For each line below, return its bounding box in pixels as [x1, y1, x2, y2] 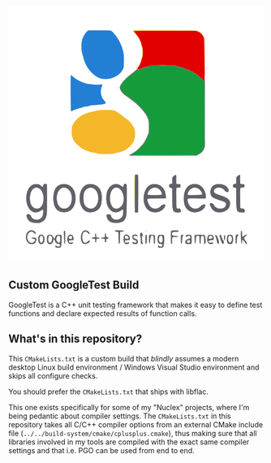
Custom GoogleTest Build [8, 279, 140, 292]
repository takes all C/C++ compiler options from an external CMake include [8, 419, 264, 429]
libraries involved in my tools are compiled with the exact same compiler [8, 437, 250, 447]
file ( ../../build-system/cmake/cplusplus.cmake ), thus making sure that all [8, 428, 257, 438]
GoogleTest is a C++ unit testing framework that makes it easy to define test [8, 300, 263, 309]
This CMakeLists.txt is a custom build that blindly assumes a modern [8, 353, 239, 363]
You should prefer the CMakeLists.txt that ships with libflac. [8, 387, 209, 396]
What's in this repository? [8, 332, 143, 346]
